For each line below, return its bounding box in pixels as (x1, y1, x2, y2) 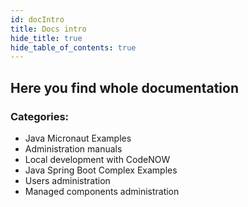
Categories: (10, 109, 70, 123)
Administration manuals (24, 142, 123, 155)
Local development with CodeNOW (24, 153, 171, 165)
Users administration (24, 174, 111, 186)
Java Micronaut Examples (24, 132, 132, 144)
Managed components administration (24, 185, 180, 197)
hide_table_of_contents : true (10, 42, 137, 53)
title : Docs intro (10, 24, 87, 34)
